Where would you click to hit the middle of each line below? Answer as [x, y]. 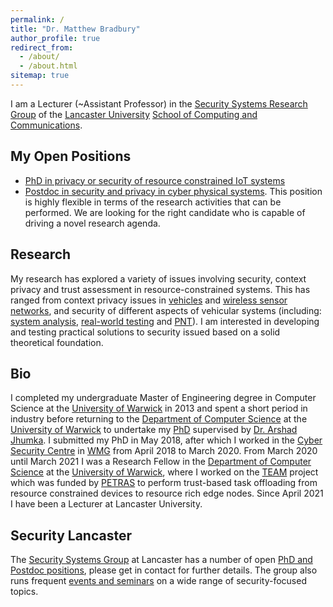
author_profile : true [55, 38]
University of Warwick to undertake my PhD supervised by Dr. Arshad [154, 430]
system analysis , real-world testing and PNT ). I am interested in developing [165, 321]
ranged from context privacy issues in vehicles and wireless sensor [149, 300]
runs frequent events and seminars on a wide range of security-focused [158, 581]
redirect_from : [42, 47]
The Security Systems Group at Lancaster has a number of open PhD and [161, 560]
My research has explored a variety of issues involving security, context [158, 278]
